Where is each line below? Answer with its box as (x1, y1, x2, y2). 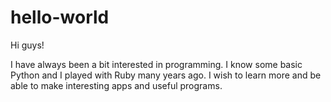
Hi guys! (10, 39, 45, 51)
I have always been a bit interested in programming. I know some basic (10, 58, 303, 70)
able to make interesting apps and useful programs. (10, 79, 223, 91)
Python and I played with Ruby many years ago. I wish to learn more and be (10, 69, 322, 81)
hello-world (10, 6, 110, 29)
